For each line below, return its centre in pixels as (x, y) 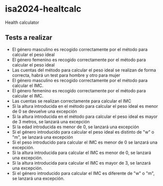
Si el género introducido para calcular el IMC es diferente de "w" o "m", (83, 173)
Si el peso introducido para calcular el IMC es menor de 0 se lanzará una (85, 142)
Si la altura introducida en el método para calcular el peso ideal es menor (85, 106)
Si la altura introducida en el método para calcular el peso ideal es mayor (85, 116)
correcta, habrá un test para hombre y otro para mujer (66, 75)
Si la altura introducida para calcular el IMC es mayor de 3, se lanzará (81, 163)
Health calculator (22, 22)
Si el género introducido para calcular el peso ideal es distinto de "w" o (83, 132)
